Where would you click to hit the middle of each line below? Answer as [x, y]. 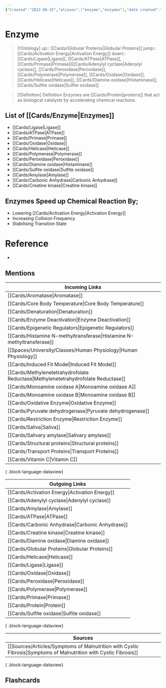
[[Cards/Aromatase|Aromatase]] [45, 295]
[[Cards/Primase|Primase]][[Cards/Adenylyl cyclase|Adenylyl [80, 64]
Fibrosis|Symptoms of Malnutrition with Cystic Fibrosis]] [73, 652]
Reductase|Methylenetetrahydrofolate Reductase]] [67, 379]
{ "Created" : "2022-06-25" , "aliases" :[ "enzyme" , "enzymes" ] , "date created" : [83, 10]
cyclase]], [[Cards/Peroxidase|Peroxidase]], [62, 69]
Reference [27, 244]
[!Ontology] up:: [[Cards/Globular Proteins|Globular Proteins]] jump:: [86, 48]
